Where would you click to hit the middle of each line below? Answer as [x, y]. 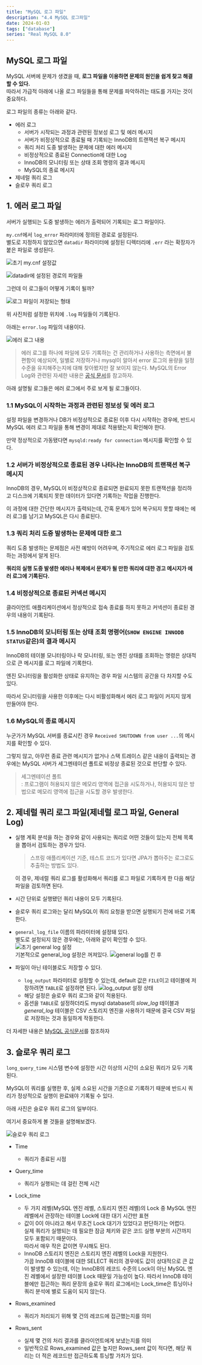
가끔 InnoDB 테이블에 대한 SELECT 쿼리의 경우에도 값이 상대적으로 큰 [106, 1261]
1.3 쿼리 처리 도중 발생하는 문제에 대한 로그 [64, 533]
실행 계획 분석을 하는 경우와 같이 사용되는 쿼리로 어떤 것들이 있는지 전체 [99, 837]
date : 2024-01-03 [28, 23]
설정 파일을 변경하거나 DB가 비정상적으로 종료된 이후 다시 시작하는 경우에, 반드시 [101, 420]
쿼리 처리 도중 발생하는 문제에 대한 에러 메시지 [78, 147]
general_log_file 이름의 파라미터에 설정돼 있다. [72, 932]
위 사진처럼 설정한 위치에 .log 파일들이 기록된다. [63, 314]
